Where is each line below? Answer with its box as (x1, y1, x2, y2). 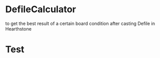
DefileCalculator (5, 4, 76, 15)
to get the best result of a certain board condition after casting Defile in (5, 20, 155, 26)
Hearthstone (5, 25, 32, 32)
